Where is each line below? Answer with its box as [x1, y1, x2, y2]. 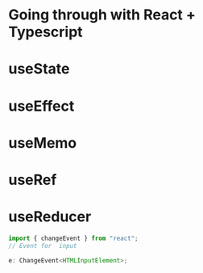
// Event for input [8, 241, 78, 250]
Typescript [8, 23, 83, 41]
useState [8, 60, 70, 78]
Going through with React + [8, 6, 196, 24]
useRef [8, 170, 57, 189]
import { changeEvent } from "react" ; [8, 234, 139, 242]
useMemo [8, 133, 77, 152]
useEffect [8, 97, 75, 115]
